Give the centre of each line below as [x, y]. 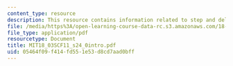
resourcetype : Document [42, 39]
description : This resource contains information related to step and [111, 20]
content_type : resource [42, 13]
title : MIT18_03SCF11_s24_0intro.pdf [62, 45]
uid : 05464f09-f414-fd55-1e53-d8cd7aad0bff [71, 52]
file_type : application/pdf [48, 33]
